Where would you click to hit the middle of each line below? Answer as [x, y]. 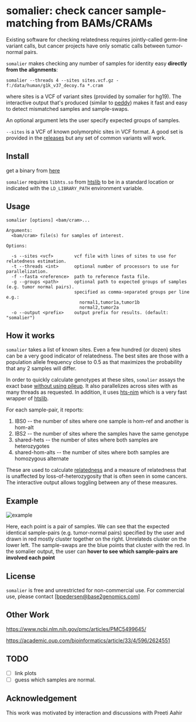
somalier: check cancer [64, 11]
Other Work [28, 615]
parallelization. [27, 271]
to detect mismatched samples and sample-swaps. [68, 109]
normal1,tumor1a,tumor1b [110, 302]
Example [22, 501]
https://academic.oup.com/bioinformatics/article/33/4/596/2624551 [88, 640]
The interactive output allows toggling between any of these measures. [92, 483]
